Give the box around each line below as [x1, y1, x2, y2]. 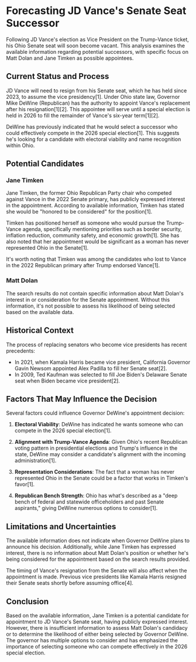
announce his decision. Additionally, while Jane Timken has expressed [6, 543, 177, 550]
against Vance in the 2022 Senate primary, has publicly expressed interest [6, 196, 185, 203]
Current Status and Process [6, 71, 109, 81]
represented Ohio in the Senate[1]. [6, 244, 89, 251]
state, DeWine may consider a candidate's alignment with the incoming [14, 451, 186, 458]
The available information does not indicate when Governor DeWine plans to [6, 537, 190, 544]
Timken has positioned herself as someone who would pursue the [6, 219, 165, 226]
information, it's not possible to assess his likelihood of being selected [6, 302, 176, 309]
